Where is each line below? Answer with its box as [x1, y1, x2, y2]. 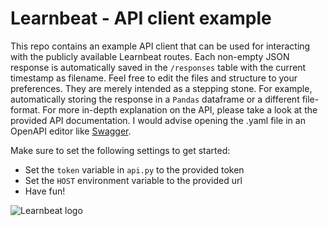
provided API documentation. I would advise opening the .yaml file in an [10, 114, 306, 126]
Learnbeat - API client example [10, 7, 272, 30]
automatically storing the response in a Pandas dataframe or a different [10, 93, 300, 105]
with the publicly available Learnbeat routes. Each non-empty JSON [10, 50, 290, 62]
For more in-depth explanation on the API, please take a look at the [42, 103, 318, 116]
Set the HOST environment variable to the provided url [24, 174, 243, 186]
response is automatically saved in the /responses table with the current [10, 61, 307, 73]
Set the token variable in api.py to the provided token [24, 163, 245, 176]
